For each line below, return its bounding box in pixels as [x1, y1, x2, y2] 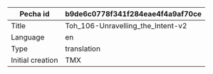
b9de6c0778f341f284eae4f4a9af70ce [65, 9, 202, 18]
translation [65, 44, 101, 54]
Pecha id [19, 9, 50, 18]
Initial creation [11, 56, 58, 65]
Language [11, 32, 45, 42]
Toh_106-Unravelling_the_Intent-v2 [65, 21, 187, 30]
